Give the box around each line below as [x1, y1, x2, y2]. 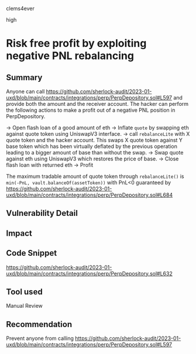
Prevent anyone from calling [6, 335, 74, 342]
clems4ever [6, 5, 35, 12]
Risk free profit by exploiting [6, 37, 147, 50]
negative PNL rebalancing [6, 49, 135, 63]
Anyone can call [6, 88, 45, 95]
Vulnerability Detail [6, 208, 78, 218]
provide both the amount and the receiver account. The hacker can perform [6, 101, 189, 107]
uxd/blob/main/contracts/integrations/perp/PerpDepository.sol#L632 [6, 270, 173, 277]
